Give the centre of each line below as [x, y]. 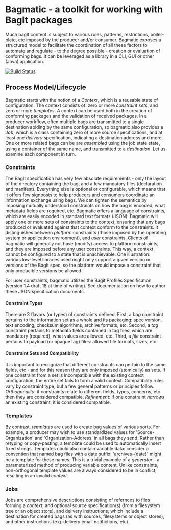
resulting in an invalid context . [37, 475]
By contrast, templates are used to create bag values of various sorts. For [83, 427]
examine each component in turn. [41, 154]
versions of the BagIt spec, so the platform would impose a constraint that [83, 265]
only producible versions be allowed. [44, 271]
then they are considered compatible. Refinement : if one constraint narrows [85, 397]
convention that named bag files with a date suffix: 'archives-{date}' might [83, 454]
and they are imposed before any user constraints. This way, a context [79, 249]
